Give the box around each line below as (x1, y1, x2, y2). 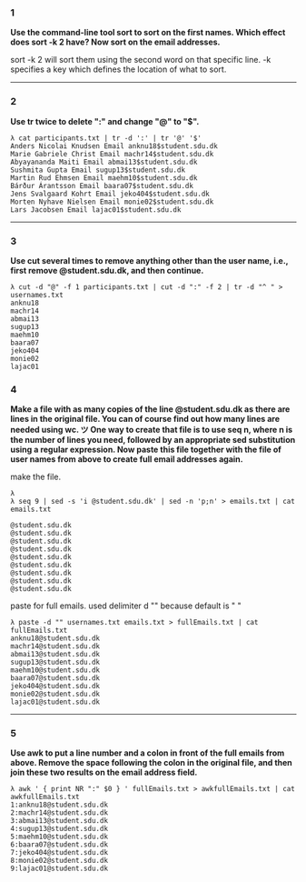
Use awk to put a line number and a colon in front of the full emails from (10, 747, 285, 758)
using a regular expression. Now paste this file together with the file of (10, 444, 282, 456)
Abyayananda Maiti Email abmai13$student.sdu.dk (10, 157, 198, 166)
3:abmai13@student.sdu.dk (10, 817, 108, 826)
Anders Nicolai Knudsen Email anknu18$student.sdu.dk (10, 141, 219, 151)
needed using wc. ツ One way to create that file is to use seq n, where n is (10, 425, 293, 436)
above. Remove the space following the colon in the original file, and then (10, 757, 293, 768)
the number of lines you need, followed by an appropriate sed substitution (10, 435, 296, 446)
